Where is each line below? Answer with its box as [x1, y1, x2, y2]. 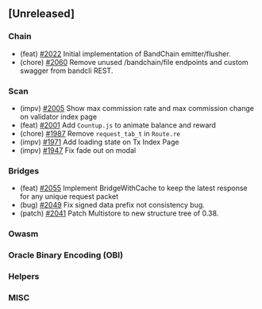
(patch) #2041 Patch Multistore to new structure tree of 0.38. [19, 208, 219, 218]
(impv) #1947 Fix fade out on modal [19, 145, 137, 154]
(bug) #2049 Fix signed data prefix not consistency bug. [19, 200, 205, 210]
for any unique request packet [19, 192, 119, 201]
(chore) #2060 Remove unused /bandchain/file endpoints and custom [19, 57, 249, 67]
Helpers [8, 271, 40, 282]
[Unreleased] [8, 7, 75, 21]
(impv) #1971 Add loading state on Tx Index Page [19, 137, 179, 147]
